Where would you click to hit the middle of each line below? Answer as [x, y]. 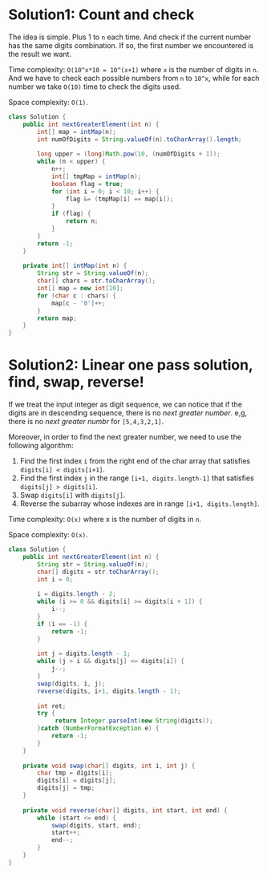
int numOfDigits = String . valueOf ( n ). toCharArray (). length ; [140, 139]
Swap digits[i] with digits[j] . [73, 496]
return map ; [57, 318]
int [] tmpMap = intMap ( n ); [96, 176]
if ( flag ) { [71, 214]
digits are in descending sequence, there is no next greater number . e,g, [128, 413]
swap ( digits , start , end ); [96, 825]
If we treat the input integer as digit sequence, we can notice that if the [125, 405]
